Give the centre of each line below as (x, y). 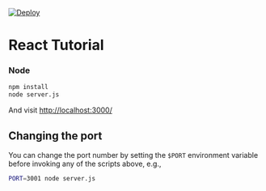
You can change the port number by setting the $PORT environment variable (133, 155)
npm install (28, 87)
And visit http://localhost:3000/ (61, 110)
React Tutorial (56, 45)
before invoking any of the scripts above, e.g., (85, 164)
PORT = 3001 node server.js (52, 179)
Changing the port (55, 136)
